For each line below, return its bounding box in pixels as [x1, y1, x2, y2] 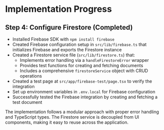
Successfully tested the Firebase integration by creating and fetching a [12, 94, 158, 100]
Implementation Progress [5, 3, 112, 15]
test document [12, 99, 42, 105]
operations [19, 73, 42, 79]
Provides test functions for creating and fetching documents [19, 63, 143, 68]
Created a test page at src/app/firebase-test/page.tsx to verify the [12, 78, 153, 84]
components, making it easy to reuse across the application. [5, 120, 129, 125]
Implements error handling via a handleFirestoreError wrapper [19, 57, 149, 63]
